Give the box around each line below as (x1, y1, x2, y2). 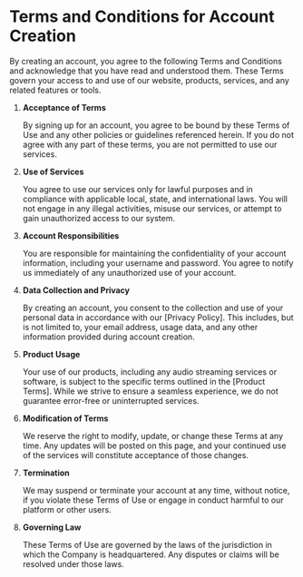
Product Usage (22, 348, 81, 359)
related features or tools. (9, 84, 102, 95)
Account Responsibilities (22, 230, 120, 241)
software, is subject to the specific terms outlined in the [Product (22, 376, 266, 386)
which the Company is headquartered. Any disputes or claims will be (22, 549, 279, 560)
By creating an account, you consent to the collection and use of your (22, 302, 284, 313)
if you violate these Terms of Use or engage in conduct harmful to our (22, 494, 284, 505)
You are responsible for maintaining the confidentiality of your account (22, 248, 287, 259)
